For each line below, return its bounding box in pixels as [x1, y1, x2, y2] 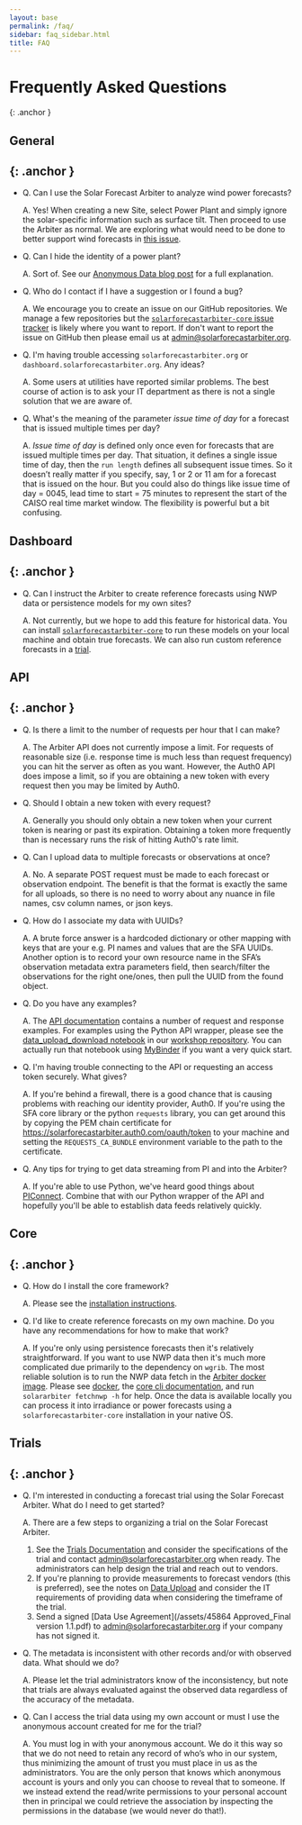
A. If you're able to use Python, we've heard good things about [22, 1181, 254, 1192]
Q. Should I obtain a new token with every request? [22, 797, 211, 808]
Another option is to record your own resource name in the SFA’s [22, 951, 262, 962]
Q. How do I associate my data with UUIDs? [22, 915, 183, 926]
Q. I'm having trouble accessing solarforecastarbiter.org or [22, 350, 249, 360]
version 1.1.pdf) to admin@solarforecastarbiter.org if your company [35, 1621, 283, 1631]
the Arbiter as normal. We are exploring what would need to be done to [22, 224, 286, 235]
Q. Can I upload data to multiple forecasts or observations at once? [22, 851, 271, 862]
